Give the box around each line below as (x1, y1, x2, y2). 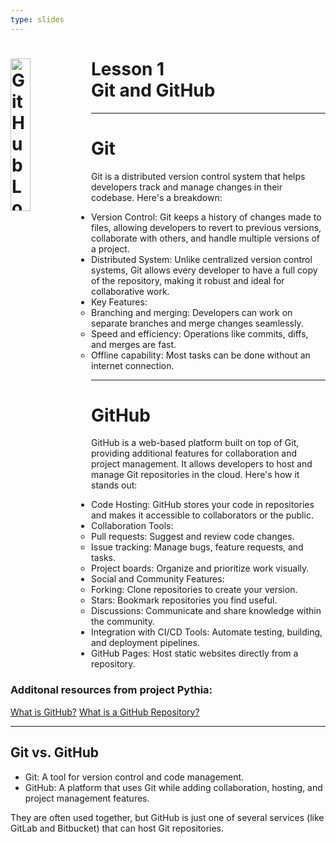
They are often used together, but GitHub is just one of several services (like (10, 811, 325, 823)
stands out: (91, 479, 138, 491)
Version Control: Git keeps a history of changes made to (91, 211, 322, 223)
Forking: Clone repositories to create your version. (91, 584, 298, 596)
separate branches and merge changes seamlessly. (91, 317, 304, 329)
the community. (91, 616, 155, 628)
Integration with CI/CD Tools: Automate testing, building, (91, 626, 323, 638)
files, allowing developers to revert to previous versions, (91, 221, 322, 233)
